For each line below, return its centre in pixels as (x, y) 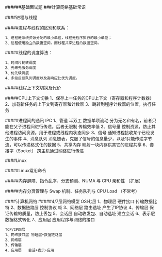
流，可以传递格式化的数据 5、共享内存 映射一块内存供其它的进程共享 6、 (77, 145)
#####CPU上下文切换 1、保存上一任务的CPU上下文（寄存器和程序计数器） (80, 98)
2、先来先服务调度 (21, 68)
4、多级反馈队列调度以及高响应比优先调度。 (42, 78)
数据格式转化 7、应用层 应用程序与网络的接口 (50, 219)
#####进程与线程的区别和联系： (37, 28)
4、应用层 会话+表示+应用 (30, 250)
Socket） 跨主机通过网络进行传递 (51, 151)
